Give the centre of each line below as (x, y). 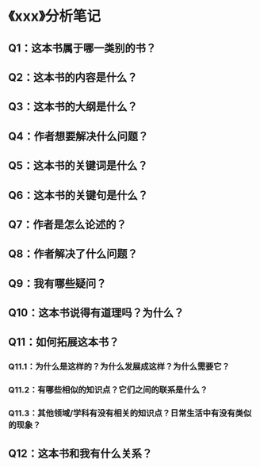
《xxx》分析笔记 (55, 16)
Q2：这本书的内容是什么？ (73, 77)
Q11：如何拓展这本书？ (64, 342)
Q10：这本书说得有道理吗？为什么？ (96, 313)
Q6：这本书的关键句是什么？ (78, 195)
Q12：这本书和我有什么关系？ (80, 453)
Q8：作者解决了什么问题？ (73, 254)
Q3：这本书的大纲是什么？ (73, 107)
